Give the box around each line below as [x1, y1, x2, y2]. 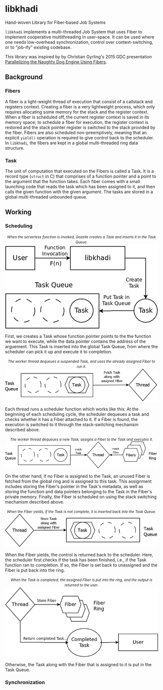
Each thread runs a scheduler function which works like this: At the [5, 406, 139, 412]
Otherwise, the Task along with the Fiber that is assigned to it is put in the [5, 661, 152, 667]
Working [5, 208, 32, 217]
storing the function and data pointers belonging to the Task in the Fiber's [5, 488, 152, 494]
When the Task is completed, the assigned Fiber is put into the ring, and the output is [10, 578, 153, 583]
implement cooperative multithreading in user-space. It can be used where [5, 34, 154, 40]
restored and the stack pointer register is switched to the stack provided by [5, 124, 156, 130]
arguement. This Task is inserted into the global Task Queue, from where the [5, 343, 158, 349]
